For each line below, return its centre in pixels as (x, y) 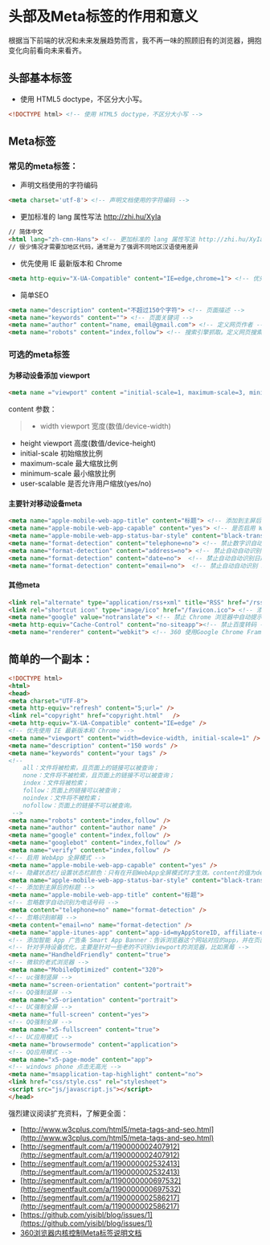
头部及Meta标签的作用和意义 (103, 16)
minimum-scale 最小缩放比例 (68, 473)
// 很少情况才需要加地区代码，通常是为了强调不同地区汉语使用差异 (104, 247)
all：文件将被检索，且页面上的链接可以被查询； (91, 768)
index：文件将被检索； (56, 783)
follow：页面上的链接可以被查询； (73, 791)
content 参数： (33, 409)
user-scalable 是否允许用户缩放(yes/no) (86, 484)
